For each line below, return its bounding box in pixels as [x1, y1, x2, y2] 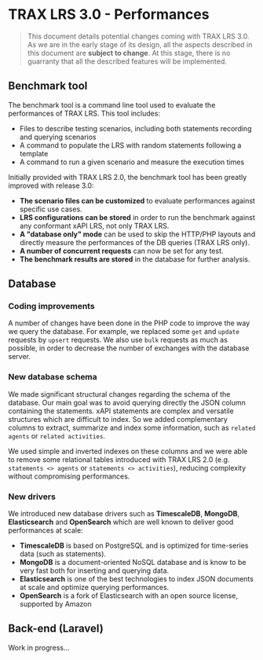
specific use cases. [19, 204, 82, 214]
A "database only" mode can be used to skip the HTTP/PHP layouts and [19, 229, 256, 239]
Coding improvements [8, 301, 96, 312]
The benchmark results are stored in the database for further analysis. [19, 254, 250, 264]
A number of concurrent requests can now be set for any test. [19, 246, 224, 255]
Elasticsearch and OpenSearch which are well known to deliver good [8, 517, 234, 527]
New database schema [8, 372, 98, 383]
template [19, 148, 49, 158]
